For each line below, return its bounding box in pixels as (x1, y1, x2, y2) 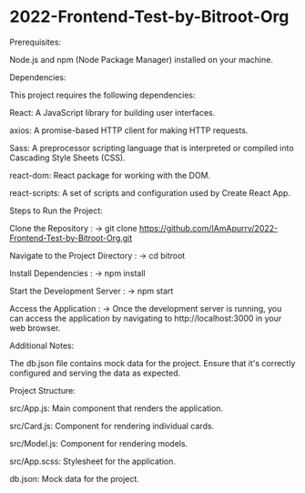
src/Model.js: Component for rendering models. (9, 437, 188, 448)
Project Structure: (9, 385, 76, 395)
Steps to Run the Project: (9, 205, 103, 216)
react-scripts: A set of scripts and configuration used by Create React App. (9, 187, 291, 198)
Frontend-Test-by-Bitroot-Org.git (9, 232, 133, 243)
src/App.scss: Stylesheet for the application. (9, 456, 176, 467)
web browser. (9, 322, 61, 334)
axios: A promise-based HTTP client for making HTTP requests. (9, 125, 249, 136)
